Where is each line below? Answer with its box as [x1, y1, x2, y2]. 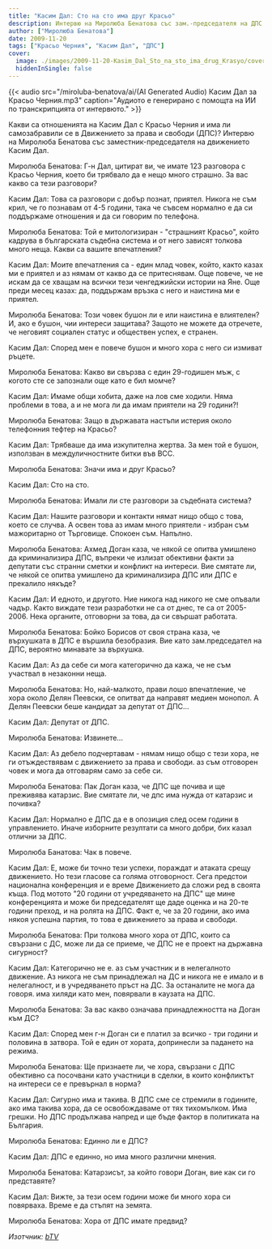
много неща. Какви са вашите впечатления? [8, 244, 162, 253]
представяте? [8, 1175, 57, 1186]
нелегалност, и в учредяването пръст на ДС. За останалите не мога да [8, 980, 255, 990]
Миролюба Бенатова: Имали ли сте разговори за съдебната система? [8, 495, 253, 505]
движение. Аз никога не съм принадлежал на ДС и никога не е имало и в [8, 971, 264, 981]
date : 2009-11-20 [8, 34, 67, 43]
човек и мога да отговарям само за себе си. [8, 766, 164, 775]
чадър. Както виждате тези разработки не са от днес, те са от [8, 602, 224, 612]
